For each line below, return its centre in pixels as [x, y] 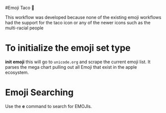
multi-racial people [24, 28]
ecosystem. [17, 72]
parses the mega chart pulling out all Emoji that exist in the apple [71, 67]
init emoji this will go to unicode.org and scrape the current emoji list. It [78, 62]
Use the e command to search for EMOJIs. [49, 106]
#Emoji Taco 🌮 [20, 8]
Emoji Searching [39, 93]
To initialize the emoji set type [68, 48]
